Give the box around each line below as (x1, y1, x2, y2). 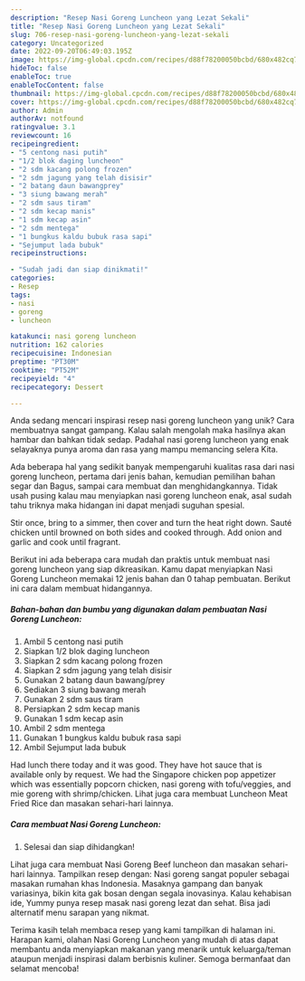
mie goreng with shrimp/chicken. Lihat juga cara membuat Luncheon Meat (10, 788, 289, 799)
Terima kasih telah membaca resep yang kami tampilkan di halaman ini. (10, 925, 276, 936)
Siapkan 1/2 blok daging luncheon (23, 646, 150, 657)
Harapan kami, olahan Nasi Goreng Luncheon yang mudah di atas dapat (10, 934, 279, 946)
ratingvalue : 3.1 (10, 123, 76, 132)
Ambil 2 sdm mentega (23, 723, 106, 734)
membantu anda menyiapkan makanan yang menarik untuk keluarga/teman (10, 944, 291, 955)
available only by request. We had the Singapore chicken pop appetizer (10, 769, 277, 780)
